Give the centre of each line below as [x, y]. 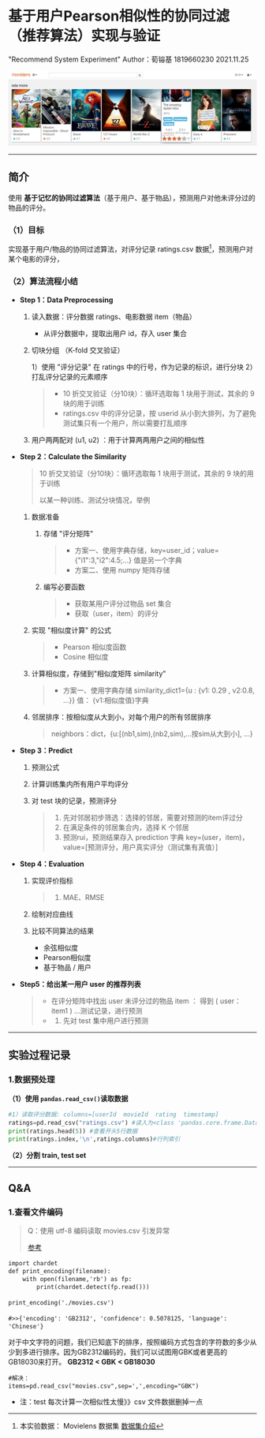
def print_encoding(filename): [60, 1271]
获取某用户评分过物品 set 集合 [123, 603]
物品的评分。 [29, 207]
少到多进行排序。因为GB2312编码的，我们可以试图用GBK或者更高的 [118, 1352]
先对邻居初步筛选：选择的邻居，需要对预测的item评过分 [153, 818]
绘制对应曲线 [52, 914]
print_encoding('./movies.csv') [61, 1302]
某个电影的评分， [36, 259]
